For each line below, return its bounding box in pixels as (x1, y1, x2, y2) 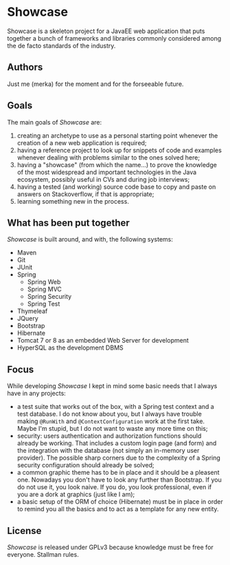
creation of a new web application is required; (16, 138, 147, 147)
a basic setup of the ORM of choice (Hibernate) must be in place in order (16, 498, 223, 506)
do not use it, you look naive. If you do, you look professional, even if (16, 483, 212, 491)
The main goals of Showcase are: (7, 118, 102, 126)
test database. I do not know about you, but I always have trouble (16, 410, 203, 418)
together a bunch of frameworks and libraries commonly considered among (7, 34, 222, 42)
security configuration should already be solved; (16, 461, 154, 469)
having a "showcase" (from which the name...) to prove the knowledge (16, 160, 218, 169)
